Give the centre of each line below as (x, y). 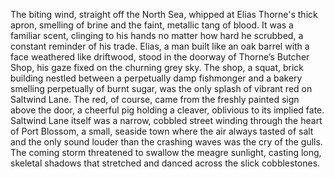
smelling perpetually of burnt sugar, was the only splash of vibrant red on (161, 88)
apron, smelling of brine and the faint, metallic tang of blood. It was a (152, 25)
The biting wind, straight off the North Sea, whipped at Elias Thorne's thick (164, 14)
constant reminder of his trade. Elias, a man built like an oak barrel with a (160, 46)
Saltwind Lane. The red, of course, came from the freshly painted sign (155, 99)
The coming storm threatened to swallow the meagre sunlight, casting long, (166, 152)
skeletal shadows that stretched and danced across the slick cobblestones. (165, 163)
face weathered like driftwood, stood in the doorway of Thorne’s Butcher (160, 57)
